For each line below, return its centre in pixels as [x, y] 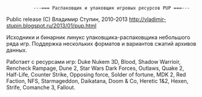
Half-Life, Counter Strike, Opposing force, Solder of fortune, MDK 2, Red [96, 74]
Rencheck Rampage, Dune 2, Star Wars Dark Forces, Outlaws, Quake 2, [95, 68]
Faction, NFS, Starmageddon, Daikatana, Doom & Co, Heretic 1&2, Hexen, [97, 81]
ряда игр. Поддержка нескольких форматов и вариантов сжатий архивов [101, 44]
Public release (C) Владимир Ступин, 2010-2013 [67, 19]
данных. [17, 50]
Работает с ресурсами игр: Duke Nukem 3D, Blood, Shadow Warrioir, [93, 62]
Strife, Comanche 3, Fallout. [41, 87]
